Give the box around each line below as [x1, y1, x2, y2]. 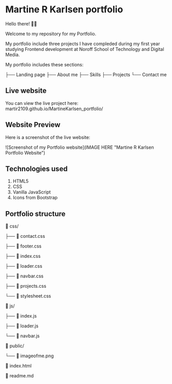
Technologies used [5, 164, 68, 173]
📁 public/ [5, 343, 25, 349]
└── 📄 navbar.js [5, 333, 40, 339]
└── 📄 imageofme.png [5, 353, 54, 359]
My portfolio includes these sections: [5, 61, 84, 67]
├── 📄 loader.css [5, 263, 43, 269]
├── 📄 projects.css [5, 283, 47, 289]
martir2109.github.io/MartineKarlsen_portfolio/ [5, 106, 104, 112]
